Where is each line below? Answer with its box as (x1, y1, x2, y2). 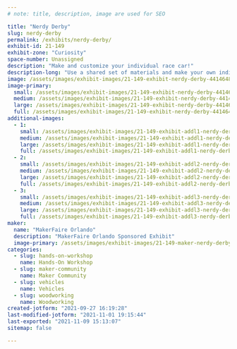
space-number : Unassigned (7, 56, 83, 63)
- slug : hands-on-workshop (13, 252, 93, 259)
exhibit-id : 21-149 (7, 43, 65, 50)
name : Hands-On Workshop (20, 259, 93, 267)
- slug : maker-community (13, 266, 87, 273)
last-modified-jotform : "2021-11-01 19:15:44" (7, 312, 147, 319)
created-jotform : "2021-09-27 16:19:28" (7, 305, 128, 312)
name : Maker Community (20, 272, 87, 279)
